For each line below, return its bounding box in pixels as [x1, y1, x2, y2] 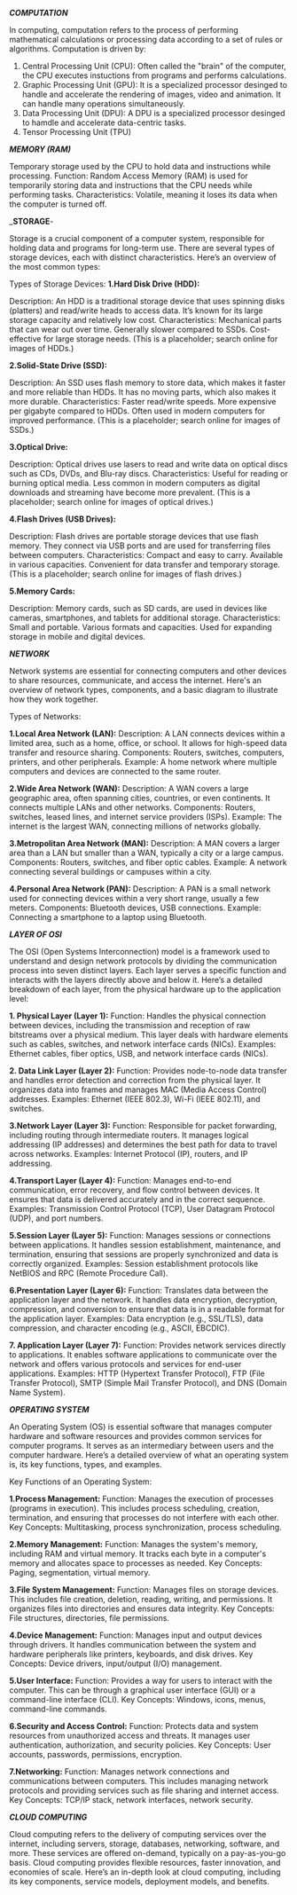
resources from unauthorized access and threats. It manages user [9, 1730, 251, 1741]
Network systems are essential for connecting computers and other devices [9, 665, 287, 676]
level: [9, 994, 29, 1003]
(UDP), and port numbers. [9, 1213, 104, 1223]
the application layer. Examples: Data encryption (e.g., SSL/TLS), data [9, 1313, 264, 1324]
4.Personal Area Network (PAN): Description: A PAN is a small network [9, 884, 271, 894]
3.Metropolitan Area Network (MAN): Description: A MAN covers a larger [9, 838, 280, 848]
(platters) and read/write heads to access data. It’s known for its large [9, 305, 263, 316]
